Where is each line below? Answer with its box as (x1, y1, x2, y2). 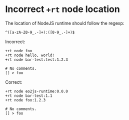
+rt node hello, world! (5, 53, 55, 58)
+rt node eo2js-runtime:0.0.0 (5, 89, 68, 94)
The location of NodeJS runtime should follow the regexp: (5, 20, 124, 26)
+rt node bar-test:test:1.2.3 (5, 57, 68, 62)
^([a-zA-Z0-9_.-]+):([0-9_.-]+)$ (5, 30, 75, 35)
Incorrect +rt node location (5, 4, 120, 15)
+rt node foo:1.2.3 (5, 97, 46, 102)
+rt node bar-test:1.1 (5, 93, 52, 98)
